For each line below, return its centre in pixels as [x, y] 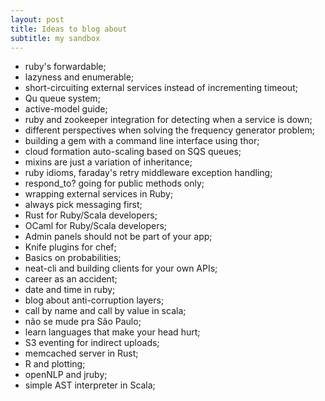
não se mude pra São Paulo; [83, 322]
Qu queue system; [62, 98]
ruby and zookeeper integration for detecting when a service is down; [168, 120]
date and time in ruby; [70, 290]
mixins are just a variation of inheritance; [108, 162]
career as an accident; [71, 279]
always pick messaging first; [83, 205]
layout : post [37, 19]
